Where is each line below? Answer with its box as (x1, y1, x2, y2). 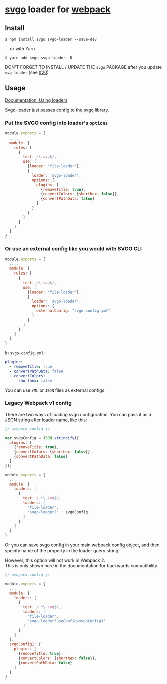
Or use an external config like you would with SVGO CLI (5, 245, 142, 252)
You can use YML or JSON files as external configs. (5, 387, 106, 393)
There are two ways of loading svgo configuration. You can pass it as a (5, 411, 151, 417)
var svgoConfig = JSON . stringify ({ (5, 435, 79, 440)
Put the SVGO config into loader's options (5, 119, 108, 126)
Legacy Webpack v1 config (5, 400, 72, 407)
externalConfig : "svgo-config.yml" (36, 308, 111, 313)
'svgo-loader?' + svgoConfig (27, 509, 88, 515)
